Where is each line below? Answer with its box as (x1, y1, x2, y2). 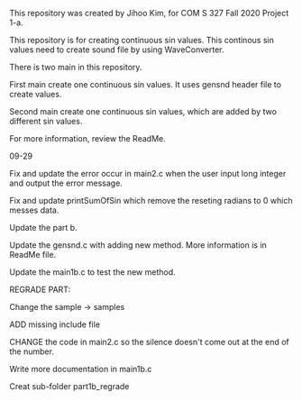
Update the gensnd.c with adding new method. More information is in (9, 240, 268, 251)
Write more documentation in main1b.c (9, 364, 152, 374)
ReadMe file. (9, 250, 57, 260)
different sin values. (9, 116, 83, 126)
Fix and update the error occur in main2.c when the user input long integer (9, 169, 287, 178)
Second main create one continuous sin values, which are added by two (9, 106, 278, 116)
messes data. (9, 205, 59, 215)
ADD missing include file (9, 319, 101, 330)
